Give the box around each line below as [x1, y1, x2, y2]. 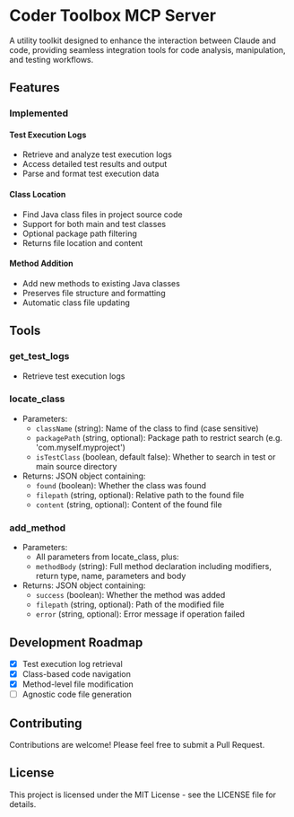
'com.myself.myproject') [35, 442, 125, 452]
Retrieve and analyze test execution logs [22, 149, 172, 160]
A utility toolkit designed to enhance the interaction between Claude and [9, 35, 276, 46]
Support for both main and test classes [22, 218, 167, 229]
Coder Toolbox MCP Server [9, 5, 217, 26]
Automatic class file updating [22, 297, 130, 308]
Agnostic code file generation [22, 689, 133, 700]
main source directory [35, 461, 117, 471]
